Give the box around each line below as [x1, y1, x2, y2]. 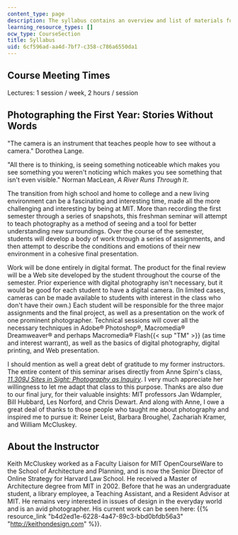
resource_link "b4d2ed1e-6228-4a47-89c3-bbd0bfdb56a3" [7, 512, 183, 521]
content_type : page [7, 10, 65, 18]
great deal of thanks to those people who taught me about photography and [7, 405, 229, 414]
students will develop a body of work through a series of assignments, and [7, 234, 225, 243]
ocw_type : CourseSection [7, 30, 81, 38]
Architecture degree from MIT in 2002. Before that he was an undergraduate [7, 482, 231, 490]
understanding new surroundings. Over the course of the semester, [7, 226, 204, 235]
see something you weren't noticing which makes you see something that [7, 167, 222, 176]
